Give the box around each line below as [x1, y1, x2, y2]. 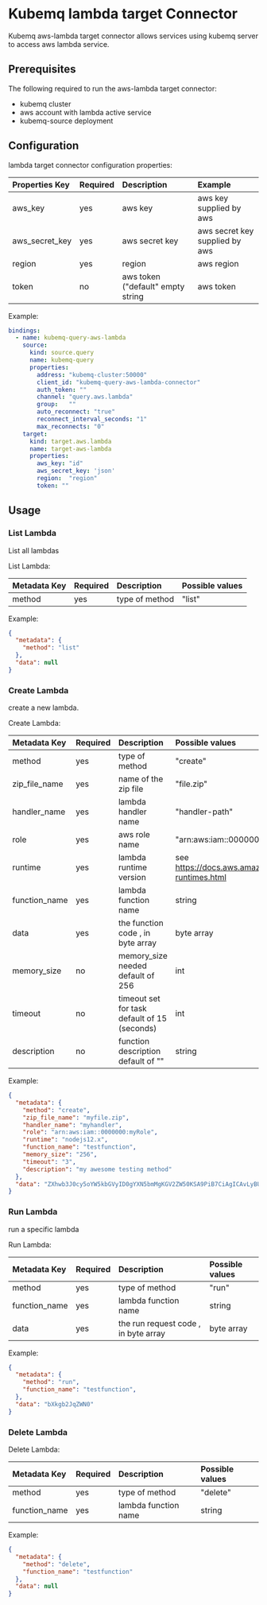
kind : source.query [29, 349, 94, 357]
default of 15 [118, 1013, 168, 1024]
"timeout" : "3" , [22, 1157, 77, 1165]
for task [118, 1003, 147, 1014]
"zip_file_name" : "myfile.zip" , [22, 1114, 130, 1122]
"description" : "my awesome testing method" [22, 1165, 172, 1173]
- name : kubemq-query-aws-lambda [15, 334, 126, 342]
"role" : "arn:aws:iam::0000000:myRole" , [22, 1128, 158, 1137]
